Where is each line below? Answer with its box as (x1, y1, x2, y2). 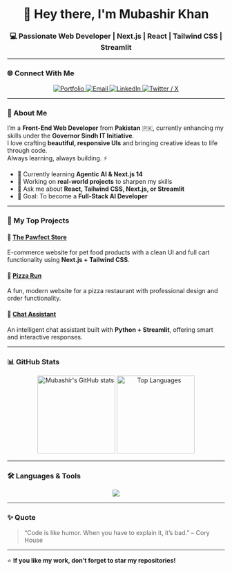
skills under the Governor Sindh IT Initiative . (7, 131, 135, 140)
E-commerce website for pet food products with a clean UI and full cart (7, 248, 210, 256)
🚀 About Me (7, 108, 48, 118)
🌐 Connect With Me (7, 68, 75, 78)
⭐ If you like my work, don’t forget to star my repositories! (7, 556, 176, 564)
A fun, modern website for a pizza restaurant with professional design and (7, 287, 218, 295)
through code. (7, 147, 48, 155)
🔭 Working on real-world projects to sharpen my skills (17, 178, 173, 186)
